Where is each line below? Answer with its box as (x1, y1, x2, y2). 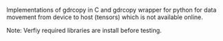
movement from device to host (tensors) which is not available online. (6, 13, 203, 21)
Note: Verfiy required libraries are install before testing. (6, 27, 162, 34)
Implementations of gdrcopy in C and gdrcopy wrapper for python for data (6, 6, 217, 14)
